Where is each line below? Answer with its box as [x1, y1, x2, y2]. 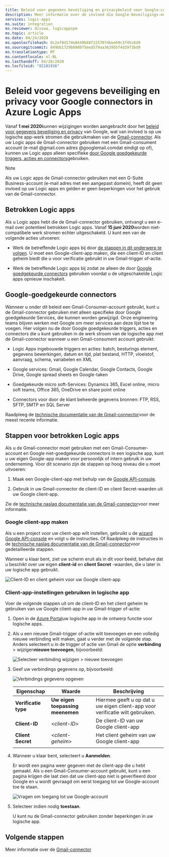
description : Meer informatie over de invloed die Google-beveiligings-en [5, 12, 165, 17]
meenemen [51, 709, 79, 716]
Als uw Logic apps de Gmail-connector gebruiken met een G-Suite [5, 175, 143, 181]
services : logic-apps [5, 17, 51, 22]
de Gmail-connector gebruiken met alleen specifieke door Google [5, 309, 141, 315]
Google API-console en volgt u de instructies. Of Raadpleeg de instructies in [5, 535, 163, 541]
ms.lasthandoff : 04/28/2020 [5, 59, 64, 64]
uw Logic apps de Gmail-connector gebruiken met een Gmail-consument [5, 139, 157, 146]
